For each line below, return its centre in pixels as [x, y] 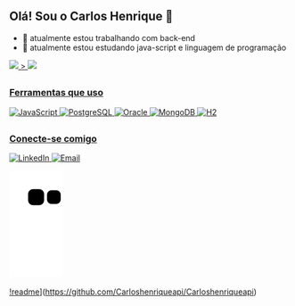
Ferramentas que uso [57, 93]
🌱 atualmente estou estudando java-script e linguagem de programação [154, 47]
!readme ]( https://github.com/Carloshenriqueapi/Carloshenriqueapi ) [133, 292]
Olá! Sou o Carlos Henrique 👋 [91, 17]
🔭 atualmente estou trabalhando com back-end [109, 37]
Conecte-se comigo [53, 138]
